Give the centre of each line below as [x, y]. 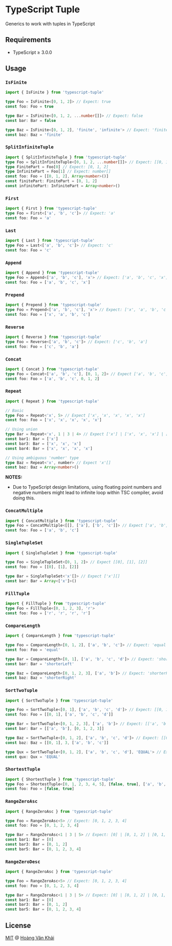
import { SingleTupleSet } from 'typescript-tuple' [61, 553]
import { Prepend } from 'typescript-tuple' [53, 305]
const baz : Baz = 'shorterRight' [41, 678]
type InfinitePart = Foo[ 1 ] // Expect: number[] [58, 172]
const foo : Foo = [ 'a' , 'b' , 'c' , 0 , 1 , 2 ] [52, 379]
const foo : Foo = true [29, 106]
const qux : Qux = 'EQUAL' [33, 757]
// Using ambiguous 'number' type [42, 458]
